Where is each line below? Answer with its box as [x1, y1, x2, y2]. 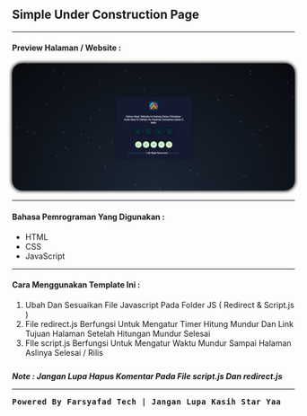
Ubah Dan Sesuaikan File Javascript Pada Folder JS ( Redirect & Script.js [24, 299, 294, 310]
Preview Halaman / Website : [12, 42, 122, 53]
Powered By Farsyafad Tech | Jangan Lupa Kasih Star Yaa [12, 396, 282, 407]
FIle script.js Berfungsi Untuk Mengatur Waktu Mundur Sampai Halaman [24, 337, 292, 349]
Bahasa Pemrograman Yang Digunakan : [12, 211, 166, 222]
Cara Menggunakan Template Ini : [12, 279, 141, 290]
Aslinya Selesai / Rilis [24, 347, 104, 358]
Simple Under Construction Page [12, 7, 200, 22]
